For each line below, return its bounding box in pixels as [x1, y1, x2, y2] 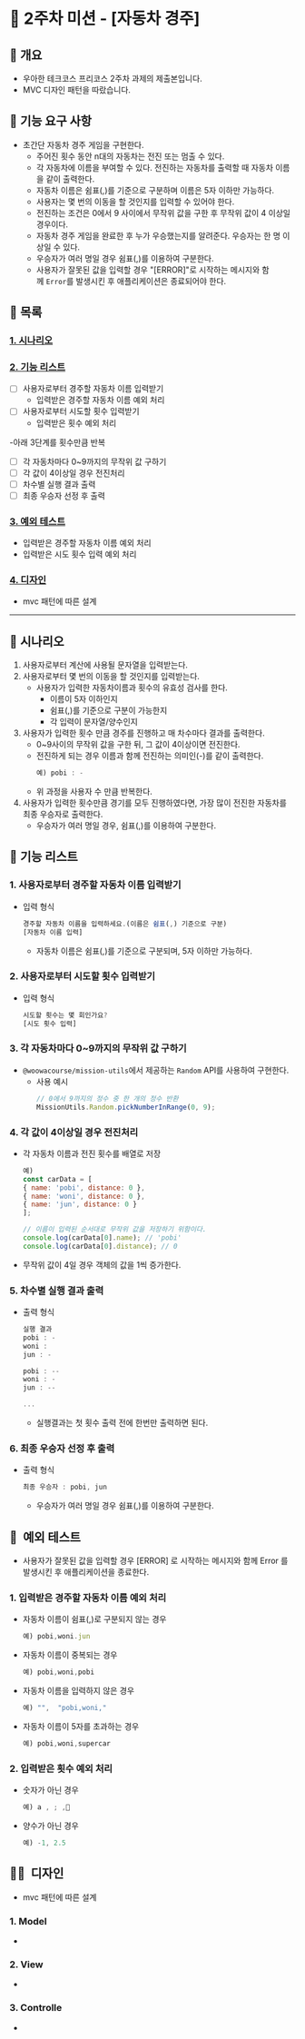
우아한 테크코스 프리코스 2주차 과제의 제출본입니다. [22, 74, 202, 84]
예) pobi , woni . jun [22, 1632, 91, 1641]
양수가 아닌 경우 [22, 1820, 79, 1831]
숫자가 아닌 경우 [22, 1785, 79, 1796]
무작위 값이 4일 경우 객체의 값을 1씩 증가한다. [22, 1259, 182, 1270]
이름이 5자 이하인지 [49, 694, 118, 705]
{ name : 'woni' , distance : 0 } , [22, 1192, 145, 1201]
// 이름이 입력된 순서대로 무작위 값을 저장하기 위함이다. [22, 1225, 207, 1234]
